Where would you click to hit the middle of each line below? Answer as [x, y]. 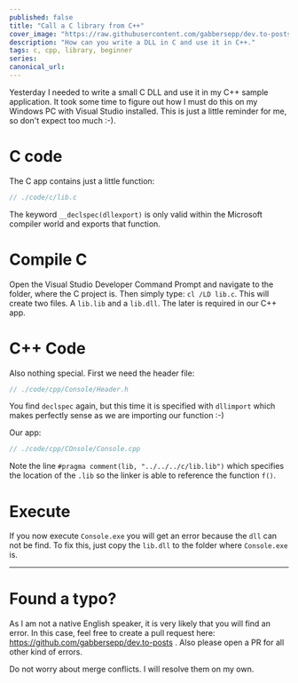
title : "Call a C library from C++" [77, 26]
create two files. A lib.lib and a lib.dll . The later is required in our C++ [143, 303]
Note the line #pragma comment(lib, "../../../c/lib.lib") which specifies [147, 466]
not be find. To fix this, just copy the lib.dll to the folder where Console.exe [149, 545]
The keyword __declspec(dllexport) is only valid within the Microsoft [136, 214]
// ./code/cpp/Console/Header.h [69, 389]
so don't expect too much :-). [63, 120]
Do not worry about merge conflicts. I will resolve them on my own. [132, 669]
